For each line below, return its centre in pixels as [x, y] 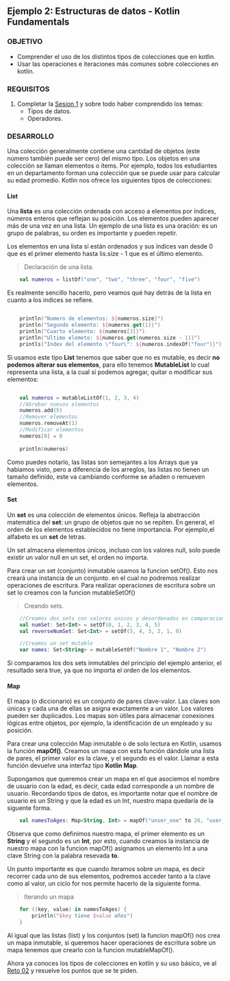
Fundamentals [38, 22]
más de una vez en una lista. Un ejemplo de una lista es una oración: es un [112, 226]
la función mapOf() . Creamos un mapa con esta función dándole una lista [111, 751]
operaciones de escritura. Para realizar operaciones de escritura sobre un [111, 585]
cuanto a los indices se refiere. [50, 300]
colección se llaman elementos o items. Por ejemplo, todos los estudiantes [112, 166]
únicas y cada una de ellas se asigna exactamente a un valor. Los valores [111, 708]
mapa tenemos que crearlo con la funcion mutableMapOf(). [91, 949]
